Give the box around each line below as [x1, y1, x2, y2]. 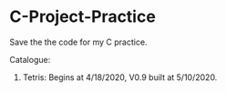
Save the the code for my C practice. [9, 36, 148, 47]
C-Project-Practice [9, 6, 157, 27]
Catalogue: [9, 54, 51, 65]
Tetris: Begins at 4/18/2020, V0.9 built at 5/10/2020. [22, 71, 218, 83]
